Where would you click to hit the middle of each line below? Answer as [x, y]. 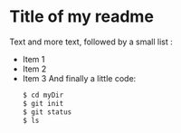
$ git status [47, 112]
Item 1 [33, 59]
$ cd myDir [43, 95]
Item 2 [34, 69]
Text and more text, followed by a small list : [91, 42]
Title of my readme [81, 17]
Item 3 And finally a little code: [79, 78]
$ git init [43, 103]
